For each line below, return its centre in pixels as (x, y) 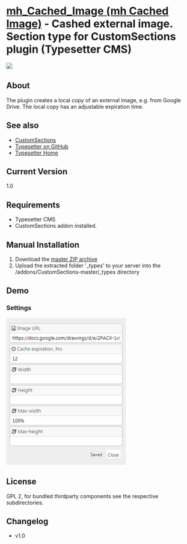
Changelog (27, 521)
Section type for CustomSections (91, 37)
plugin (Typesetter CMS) (69, 50)
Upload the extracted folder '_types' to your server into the (88, 265)
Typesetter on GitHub (41, 146)
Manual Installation (43, 245)
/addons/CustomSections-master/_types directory (77, 272)
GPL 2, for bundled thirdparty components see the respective (82, 496)
